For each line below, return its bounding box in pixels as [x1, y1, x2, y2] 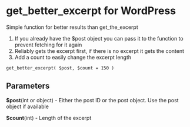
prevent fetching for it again [14, 41, 82, 48]
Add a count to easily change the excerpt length [14, 54, 132, 61]
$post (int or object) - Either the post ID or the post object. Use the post [6, 96, 179, 103]
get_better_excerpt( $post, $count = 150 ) [6, 65, 115, 71]
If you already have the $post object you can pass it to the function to [14, 35, 184, 42]
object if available [6, 103, 49, 110]
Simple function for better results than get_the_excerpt [6, 24, 138, 31]
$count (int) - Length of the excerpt [6, 114, 92, 121]
